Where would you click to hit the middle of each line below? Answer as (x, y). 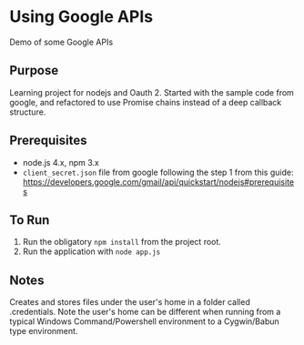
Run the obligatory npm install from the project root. (122, 242)
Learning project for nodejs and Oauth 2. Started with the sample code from (152, 92)
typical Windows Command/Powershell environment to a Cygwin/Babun (144, 321)
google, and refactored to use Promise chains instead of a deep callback (146, 102)
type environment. (44, 331)
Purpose (34, 71)
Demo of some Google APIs (61, 42)
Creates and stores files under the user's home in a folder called (130, 302)
